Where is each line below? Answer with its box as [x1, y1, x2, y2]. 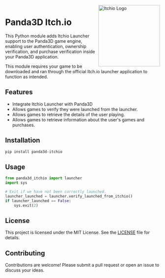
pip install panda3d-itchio [5, 149, 63, 154]
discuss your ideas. [5, 267, 45, 273]
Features [5, 88, 33, 96]
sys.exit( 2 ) [14, 203, 38, 208]
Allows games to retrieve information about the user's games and [12, 116, 145, 122]
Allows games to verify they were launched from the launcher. [12, 106, 138, 112]
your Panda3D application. [5, 54, 59, 59]
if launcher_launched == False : [5, 198, 71, 203]
